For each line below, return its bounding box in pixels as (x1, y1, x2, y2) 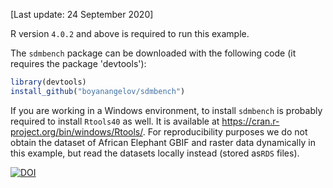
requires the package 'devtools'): (10, 58, 147, 69)
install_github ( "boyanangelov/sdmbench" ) (10, 86, 186, 96)
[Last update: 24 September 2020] (10, 9, 154, 20)
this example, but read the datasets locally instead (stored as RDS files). (10, 147, 300, 159)
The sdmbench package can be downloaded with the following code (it (10, 47, 297, 59)
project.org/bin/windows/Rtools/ (10, 125, 143, 138)
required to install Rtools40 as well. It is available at (10, 115, 220, 127)
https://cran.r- (221, 115, 280, 127)
